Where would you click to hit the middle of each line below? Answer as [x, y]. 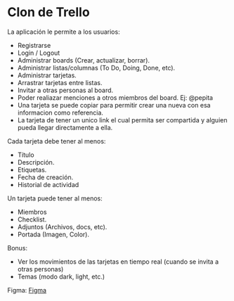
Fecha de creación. [45, 177]
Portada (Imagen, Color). [53, 234]
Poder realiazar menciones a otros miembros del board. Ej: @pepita [115, 97]
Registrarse [34, 45]
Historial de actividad [48, 184]
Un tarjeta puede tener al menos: [55, 198]
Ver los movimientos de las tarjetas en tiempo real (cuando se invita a [118, 262]
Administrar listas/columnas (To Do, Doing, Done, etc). [96, 68]
